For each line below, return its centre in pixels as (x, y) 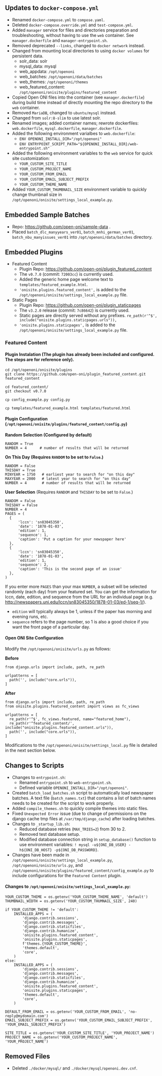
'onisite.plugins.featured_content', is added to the (73, 290)
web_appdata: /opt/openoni (47, 71)
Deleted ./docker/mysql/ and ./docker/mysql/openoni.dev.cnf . (75, 1068)
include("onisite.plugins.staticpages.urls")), (68, 320)
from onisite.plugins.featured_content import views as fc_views (72, 706)
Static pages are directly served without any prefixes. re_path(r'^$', (88, 316)
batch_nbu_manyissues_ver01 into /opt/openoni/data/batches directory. (82, 237)
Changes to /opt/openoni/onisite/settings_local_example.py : (68, 886)
